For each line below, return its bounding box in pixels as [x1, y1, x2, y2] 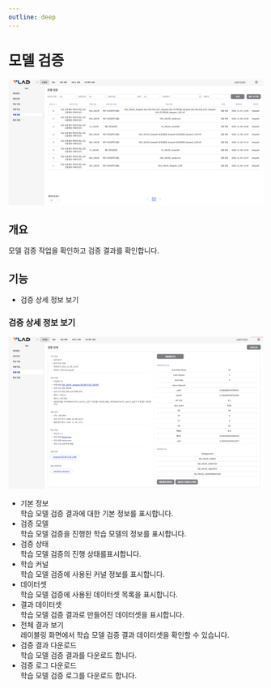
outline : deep [8, 13, 57, 21]
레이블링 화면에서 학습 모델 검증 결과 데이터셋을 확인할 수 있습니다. [19, 630, 230, 640]
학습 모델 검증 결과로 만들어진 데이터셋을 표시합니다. [19, 610, 184, 620]
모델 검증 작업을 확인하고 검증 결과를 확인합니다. [8, 246, 160, 255]
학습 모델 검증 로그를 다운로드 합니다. [19, 671, 138, 681]
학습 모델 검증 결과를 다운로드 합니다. [19, 651, 138, 660]
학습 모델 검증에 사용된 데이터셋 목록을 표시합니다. [19, 590, 178, 600]
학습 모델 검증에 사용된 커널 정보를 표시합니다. [19, 570, 166, 579]
